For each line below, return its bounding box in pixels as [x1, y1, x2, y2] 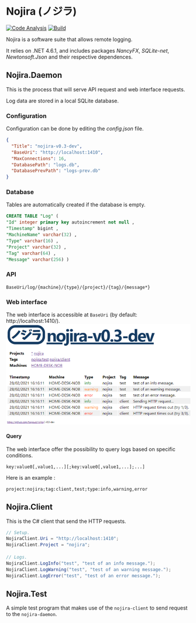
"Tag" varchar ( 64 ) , [6, 250, 57, 256]
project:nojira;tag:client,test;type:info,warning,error [6, 486, 148, 492]
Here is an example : [6, 474, 56, 481]
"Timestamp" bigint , [6, 226, 59, 232]
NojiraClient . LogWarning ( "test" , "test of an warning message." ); [6, 566, 171, 573]
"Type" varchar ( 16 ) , [6, 238, 59, 244]
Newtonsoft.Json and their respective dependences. [6, 53, 133, 60]
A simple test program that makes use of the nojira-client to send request [6, 604, 188, 611]
